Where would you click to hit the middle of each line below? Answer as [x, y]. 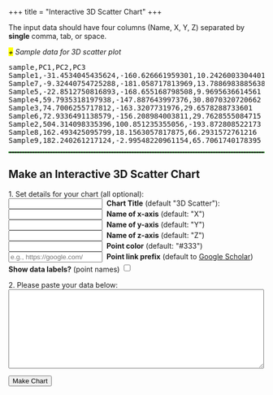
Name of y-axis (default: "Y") [156, 224]
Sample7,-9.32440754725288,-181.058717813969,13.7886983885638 [137, 83]
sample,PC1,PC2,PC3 [47, 67]
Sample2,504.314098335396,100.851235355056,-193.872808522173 [135, 124]
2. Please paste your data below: [63, 284]
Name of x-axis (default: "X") [156, 214]
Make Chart [30, 381]
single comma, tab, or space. [58, 36]
